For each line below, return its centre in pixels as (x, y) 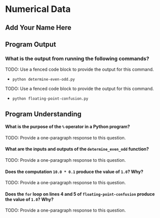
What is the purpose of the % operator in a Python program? (68, 127)
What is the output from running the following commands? (77, 58)
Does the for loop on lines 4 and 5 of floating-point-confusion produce (80, 194)
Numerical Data (38, 9)
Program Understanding (43, 114)
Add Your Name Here (38, 28)
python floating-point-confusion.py (50, 99)
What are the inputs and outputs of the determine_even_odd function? (77, 149)
